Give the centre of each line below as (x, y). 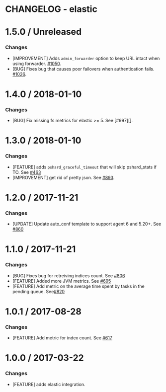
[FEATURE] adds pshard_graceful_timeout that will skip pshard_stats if (84, 167)
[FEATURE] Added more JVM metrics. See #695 (62, 281)
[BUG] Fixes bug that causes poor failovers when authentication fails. (83, 69)
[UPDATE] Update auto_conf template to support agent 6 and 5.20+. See (87, 224)
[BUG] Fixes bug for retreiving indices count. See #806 (69, 275)
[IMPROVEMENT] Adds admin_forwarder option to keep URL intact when (86, 58)
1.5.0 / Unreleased (43, 32)
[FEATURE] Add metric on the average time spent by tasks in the (79, 286)
